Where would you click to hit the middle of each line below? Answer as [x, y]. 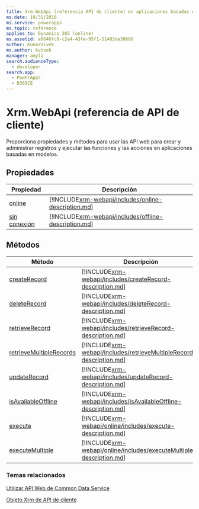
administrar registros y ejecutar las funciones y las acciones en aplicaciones [99, 148]
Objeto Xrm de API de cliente [41, 500]
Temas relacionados [36, 475]
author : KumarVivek [30, 45]
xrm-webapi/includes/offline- [121, 216]
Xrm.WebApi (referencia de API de [93, 113]
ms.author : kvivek [29, 50]
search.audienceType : [33, 61]
